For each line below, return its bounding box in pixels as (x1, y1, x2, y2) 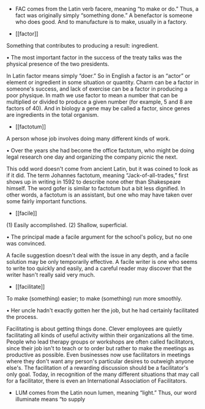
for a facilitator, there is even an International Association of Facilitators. (6, 377, 187, 385)
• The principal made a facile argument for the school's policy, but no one (6, 233, 193, 241)
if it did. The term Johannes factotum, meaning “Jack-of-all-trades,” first (6, 171, 188, 179)
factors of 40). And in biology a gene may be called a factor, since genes (6, 105, 190, 112)
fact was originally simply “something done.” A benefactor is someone (15, 12, 193, 19)
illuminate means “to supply (15, 396, 86, 403)
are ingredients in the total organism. (6, 111, 99, 118)
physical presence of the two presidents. (6, 61, 110, 67)
